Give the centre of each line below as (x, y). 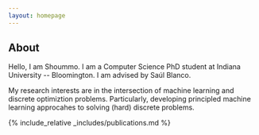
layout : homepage (37, 15)
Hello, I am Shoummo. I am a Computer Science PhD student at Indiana (124, 67)
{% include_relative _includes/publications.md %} (89, 123)
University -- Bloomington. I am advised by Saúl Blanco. (100, 75)
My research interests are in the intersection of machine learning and (121, 91)
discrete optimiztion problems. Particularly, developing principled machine (130, 99)
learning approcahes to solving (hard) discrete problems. (101, 107)
